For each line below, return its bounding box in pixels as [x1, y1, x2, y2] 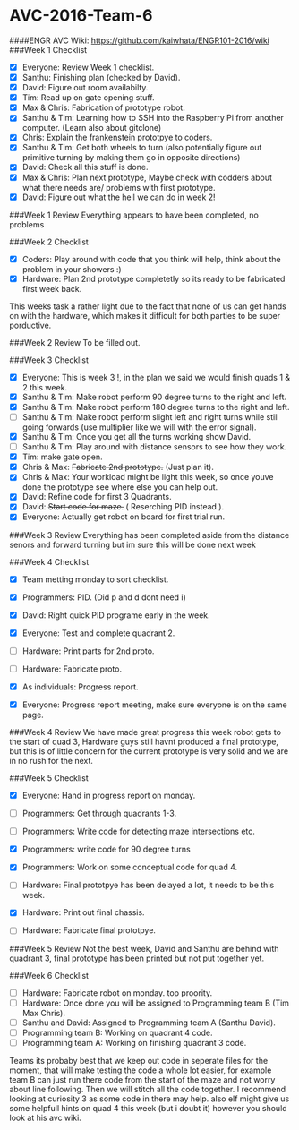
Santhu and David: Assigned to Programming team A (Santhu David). [21, 1017, 276, 1028]
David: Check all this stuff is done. [21, 162, 149, 173]
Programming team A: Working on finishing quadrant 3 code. [21, 1037, 247, 1048]
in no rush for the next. [9, 756, 94, 766]
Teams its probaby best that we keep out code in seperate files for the [9, 1055, 269, 1066]
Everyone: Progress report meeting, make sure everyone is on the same [21, 699, 288, 710]
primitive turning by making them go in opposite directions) [21, 152, 241, 163]
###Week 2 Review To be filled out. [9, 337, 141, 347]
